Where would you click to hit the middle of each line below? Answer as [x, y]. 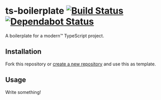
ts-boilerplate [35, 11]
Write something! [23, 92]
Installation [23, 52]
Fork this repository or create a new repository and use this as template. [81, 64]
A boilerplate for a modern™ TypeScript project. [55, 36]
